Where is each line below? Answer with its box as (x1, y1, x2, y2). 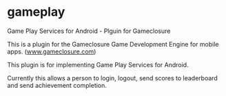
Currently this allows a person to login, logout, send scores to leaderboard (7, 73, 218, 82)
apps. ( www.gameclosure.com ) (7, 47, 96, 56)
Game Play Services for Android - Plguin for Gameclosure (7, 27, 171, 35)
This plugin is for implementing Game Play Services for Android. (7, 60, 189, 69)
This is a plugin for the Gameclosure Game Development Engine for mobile (7, 40, 219, 48)
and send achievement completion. (7, 81, 107, 89)
